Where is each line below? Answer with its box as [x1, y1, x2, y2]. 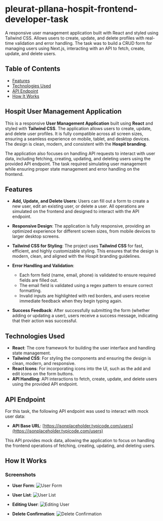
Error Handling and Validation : [12, 263, 74, 269]
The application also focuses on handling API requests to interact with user [5, 150, 156, 156]
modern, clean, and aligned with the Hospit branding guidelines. [12, 253, 141, 259]
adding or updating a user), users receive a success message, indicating [12, 313, 158, 319]
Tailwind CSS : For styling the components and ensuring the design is [12, 355, 151, 361]
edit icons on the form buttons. [12, 371, 74, 377]
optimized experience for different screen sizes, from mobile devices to [12, 228, 156, 234]
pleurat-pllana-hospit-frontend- [5, 3, 138, 15]
